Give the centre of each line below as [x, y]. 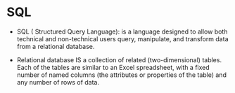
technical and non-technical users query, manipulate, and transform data [122, 38]
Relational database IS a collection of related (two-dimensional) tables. [119, 59]
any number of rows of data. [58, 82]
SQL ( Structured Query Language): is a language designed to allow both [122, 31]
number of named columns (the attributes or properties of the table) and [121, 75]
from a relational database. [56, 46]
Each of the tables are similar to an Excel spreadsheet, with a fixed [113, 67]
